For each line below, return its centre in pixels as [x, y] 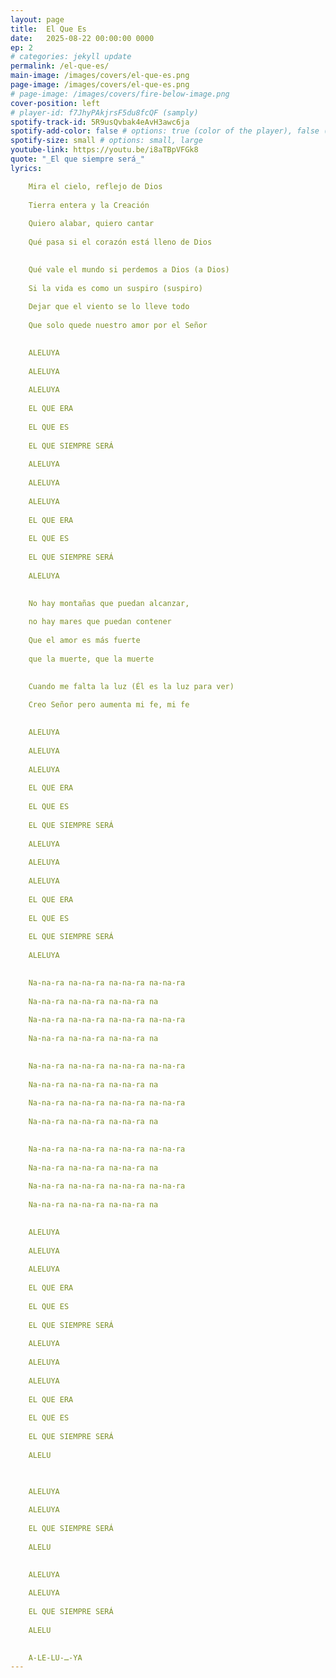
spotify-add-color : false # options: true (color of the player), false [165, 131]
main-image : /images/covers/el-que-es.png [100, 76]
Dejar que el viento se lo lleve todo [109, 307]
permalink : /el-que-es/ [60, 66]
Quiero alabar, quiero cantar [91, 224]
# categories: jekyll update [71, 57]
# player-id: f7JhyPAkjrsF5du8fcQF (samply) [104, 112]
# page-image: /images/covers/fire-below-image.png [120, 94]
